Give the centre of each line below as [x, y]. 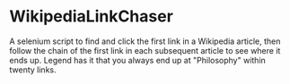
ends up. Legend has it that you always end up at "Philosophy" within [138, 60]
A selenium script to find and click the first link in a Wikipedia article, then [145, 41]
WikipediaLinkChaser [91, 17]
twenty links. [33, 70]
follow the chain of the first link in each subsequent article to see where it [145, 50]
